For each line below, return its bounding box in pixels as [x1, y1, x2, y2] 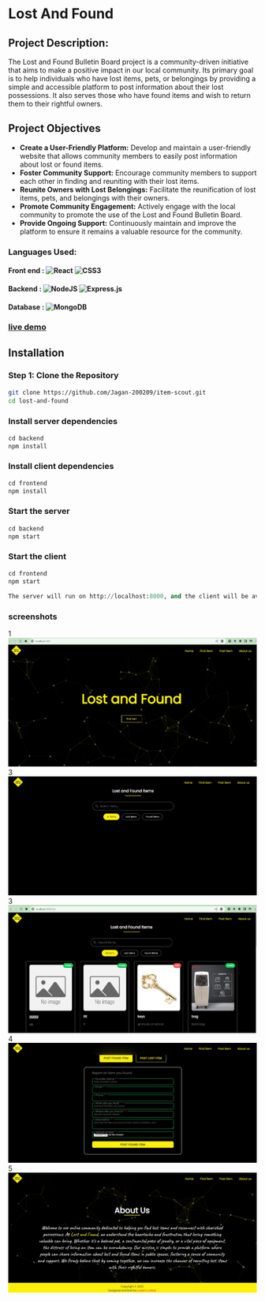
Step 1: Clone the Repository [8, 369, 119, 381]
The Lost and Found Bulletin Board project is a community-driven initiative [8, 57, 249, 66]
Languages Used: [8, 246, 77, 257]
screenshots [8, 611, 58, 622]
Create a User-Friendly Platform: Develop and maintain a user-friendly [19, 143, 251, 152]
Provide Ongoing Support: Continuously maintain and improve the [19, 218, 237, 227]
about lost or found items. [19, 159, 104, 169]
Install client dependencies [8, 461, 114, 472]
